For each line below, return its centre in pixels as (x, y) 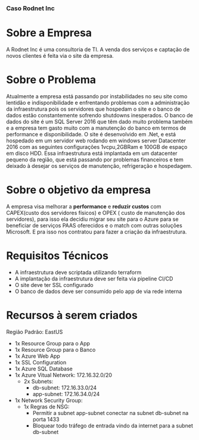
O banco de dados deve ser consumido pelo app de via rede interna (98, 291)
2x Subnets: (38, 381)
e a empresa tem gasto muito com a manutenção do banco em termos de (96, 128)
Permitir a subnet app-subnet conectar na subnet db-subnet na (111, 413)
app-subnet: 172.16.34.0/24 (66, 394)
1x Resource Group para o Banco (55, 349)
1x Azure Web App (38, 356)
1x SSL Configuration (41, 362)
